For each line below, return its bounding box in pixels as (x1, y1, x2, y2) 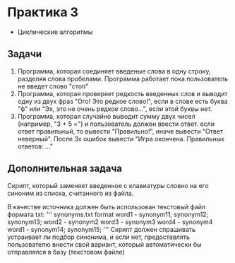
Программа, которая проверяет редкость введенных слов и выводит (17, 89, 228, 98)
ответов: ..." (17, 142, 54, 151)
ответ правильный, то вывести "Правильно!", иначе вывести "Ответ (17, 127, 224, 135)
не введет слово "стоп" (17, 82, 89, 90)
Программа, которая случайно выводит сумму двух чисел (17, 112, 195, 120)
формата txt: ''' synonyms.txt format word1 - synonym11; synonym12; (7, 210, 209, 218)
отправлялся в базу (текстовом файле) (7, 247, 125, 256)
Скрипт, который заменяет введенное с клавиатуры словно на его (7, 181, 210, 189)
